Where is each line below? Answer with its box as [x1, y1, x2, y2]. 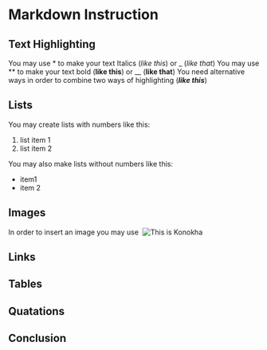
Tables [8, 277, 42, 291]
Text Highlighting [8, 37, 96, 51]
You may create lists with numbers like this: [8, 120, 151, 129]
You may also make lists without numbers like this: [8, 159, 174, 168]
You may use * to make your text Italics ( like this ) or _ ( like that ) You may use [8, 58, 260, 68]
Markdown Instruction [8, 6, 159, 24]
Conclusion [8, 332, 67, 345]
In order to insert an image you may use [8, 227, 139, 237]
